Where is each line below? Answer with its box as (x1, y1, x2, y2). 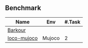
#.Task (64, 18, 81, 25)
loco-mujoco (7, 34, 38, 41)
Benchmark (5, 4, 42, 12)
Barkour (7, 26, 26, 33)
